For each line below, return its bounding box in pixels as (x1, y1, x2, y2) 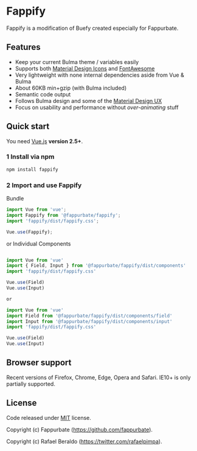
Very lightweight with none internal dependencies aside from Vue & (15, 71, 184, 79)
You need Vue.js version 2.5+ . (6, 137, 83, 144)
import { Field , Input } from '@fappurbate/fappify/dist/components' (6, 263, 187, 269)
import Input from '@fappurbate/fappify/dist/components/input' (6, 318, 173, 324)
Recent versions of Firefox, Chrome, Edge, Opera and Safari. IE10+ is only (6, 374, 191, 381)
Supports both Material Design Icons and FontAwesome (15, 65, 155, 72)
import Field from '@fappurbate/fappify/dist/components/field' (6, 313, 173, 319)
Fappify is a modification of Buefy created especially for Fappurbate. (6, 24, 179, 32)
